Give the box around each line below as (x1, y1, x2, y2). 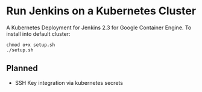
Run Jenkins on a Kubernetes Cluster (6, 4, 197, 18)
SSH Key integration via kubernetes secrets (14, 79, 124, 86)
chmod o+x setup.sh (6, 42, 55, 48)
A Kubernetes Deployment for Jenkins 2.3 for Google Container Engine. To (6, 24, 192, 31)
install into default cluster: (6, 30, 71, 37)
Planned (6, 63, 38, 73)
